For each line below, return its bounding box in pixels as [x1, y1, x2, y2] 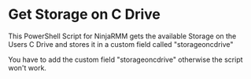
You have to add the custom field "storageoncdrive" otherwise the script [8, 55, 243, 64]
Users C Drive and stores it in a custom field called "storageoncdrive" [8, 39, 234, 48]
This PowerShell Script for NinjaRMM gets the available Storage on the [8, 31, 237, 41]
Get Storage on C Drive [8, 5, 161, 23]
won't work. [8, 63, 47, 72]
